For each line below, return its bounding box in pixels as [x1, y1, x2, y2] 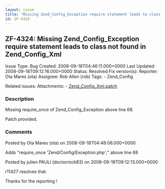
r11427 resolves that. [5, 168, 47, 174]
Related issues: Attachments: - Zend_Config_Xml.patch [5, 83, 117, 89]
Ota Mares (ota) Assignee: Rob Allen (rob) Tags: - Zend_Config [5, 74, 133, 79]
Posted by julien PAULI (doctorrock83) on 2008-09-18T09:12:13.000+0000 [5, 159, 159, 165]
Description [5, 96, 34, 103]
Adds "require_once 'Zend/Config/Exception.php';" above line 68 [5, 149, 138, 155]
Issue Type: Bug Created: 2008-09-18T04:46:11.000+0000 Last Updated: [5, 63, 156, 69]
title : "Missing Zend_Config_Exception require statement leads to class [5, 12, 161, 17]
